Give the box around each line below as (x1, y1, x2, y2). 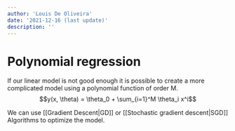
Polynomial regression (7, 53, 142, 69)
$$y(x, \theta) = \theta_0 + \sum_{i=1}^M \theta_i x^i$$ (39, 95, 197, 104)
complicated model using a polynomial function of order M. (7, 84, 179, 92)
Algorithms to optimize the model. (7, 116, 105, 125)
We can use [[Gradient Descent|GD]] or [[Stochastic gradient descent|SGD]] (7, 109, 229, 117)
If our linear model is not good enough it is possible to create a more (7, 76, 205, 85)
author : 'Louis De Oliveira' (7, 10, 93, 18)
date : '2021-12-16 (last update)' (7, 17, 109, 24)
